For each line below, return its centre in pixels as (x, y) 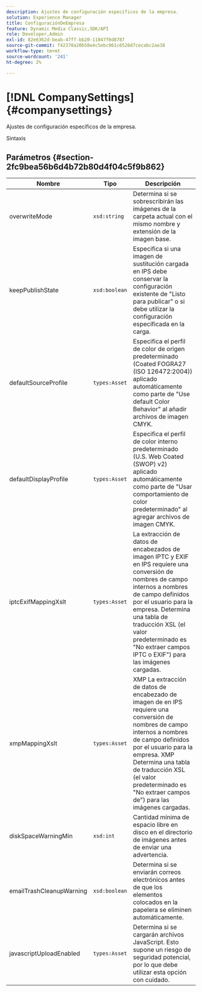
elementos (148, 895)
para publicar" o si (159, 302)
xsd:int (104, 836)
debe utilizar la (154, 309)
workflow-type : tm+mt (33, 51)
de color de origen (159, 349)
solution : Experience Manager (44, 17)
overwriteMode (31, 216)
